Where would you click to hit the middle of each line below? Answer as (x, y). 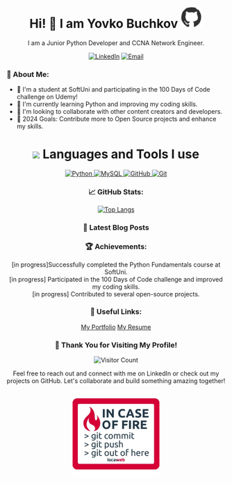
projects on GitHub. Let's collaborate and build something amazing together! (116, 381)
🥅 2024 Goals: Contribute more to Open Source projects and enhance (116, 119)
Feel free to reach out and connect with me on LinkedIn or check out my (116, 373)
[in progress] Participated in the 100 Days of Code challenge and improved (116, 279)
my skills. (30, 126)
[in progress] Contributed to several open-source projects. (116, 294)
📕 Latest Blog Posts (116, 228)
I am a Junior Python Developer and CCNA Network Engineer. (116, 43)
